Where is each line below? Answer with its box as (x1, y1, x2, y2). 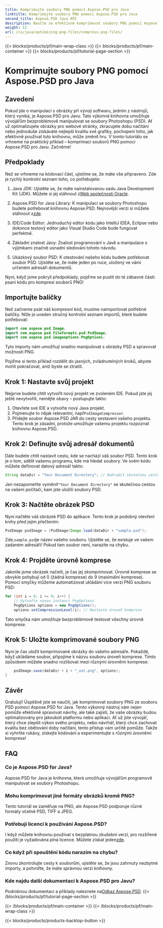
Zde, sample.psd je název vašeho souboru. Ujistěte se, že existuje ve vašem (5, 537, 154, 543)
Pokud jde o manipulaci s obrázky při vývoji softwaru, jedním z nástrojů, (5, 108, 149, 113)
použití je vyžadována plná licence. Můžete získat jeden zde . (5, 837, 125, 843)
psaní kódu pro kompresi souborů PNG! (5, 279, 84, 285)
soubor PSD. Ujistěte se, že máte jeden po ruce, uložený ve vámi (12, 259, 142, 265)
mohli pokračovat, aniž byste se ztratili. (5, 363, 83, 370)
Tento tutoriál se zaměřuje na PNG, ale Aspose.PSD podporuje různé (5, 803, 142, 809)
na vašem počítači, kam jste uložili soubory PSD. (5, 486, 102, 492)
